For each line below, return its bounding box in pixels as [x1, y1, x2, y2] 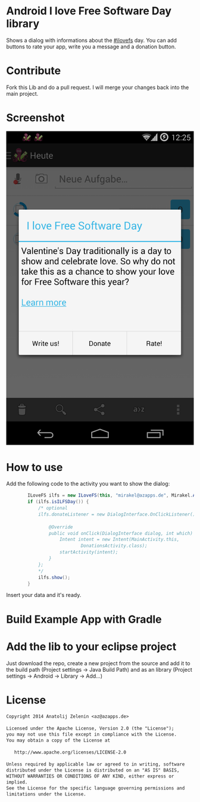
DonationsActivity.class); [80, 543, 148, 549]
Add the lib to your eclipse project [6, 639, 177, 653]
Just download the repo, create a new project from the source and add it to [6, 659, 190, 667]
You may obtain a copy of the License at [6, 737, 111, 743]
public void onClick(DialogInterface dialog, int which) [48, 530, 193, 536]
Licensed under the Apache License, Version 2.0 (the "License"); [6, 726, 174, 731]
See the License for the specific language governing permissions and [6, 785, 185, 791]
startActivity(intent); [59, 549, 118, 555]
